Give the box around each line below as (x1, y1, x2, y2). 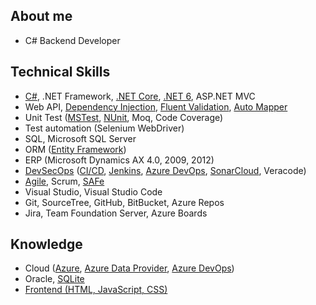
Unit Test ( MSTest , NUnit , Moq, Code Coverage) (24, 111, 224, 123)
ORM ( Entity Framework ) (24, 143, 127, 155)
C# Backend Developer (24, 34, 121, 46)
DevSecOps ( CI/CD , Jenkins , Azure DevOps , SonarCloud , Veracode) (24, 164, 307, 176)
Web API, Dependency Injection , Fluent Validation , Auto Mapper (24, 100, 288, 113)
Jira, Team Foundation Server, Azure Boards (24, 207, 208, 219)
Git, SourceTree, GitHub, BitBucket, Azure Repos (24, 196, 225, 208)
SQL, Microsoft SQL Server (24, 132, 137, 144)
